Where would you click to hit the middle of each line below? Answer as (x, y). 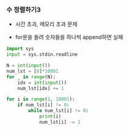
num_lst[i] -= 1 (60, 122)
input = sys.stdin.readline (42, 54)
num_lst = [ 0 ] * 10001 (33, 71)
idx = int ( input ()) (42, 83)
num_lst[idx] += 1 (41, 88)
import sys (20, 49)
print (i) (50, 117)
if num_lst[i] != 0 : (43, 105)
